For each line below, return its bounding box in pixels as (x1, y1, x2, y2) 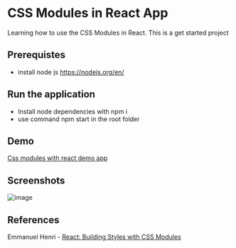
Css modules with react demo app (7, 154, 108, 162)
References (7, 214, 60, 226)
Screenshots (7, 174, 65, 186)
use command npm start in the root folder (17, 115, 140, 123)
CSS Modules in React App (7, 5, 168, 21)
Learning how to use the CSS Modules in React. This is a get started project (7, 28, 229, 37)
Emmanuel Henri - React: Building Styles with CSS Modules (7, 232, 181, 241)
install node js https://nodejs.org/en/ (17, 67, 124, 76)
